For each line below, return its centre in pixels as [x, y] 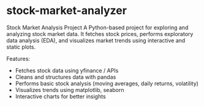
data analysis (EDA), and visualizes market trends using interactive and [96, 40]
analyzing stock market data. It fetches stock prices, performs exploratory [100, 34]
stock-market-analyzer [67, 11]
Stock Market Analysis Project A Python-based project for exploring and [97, 27]
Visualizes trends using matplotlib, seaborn [70, 90]
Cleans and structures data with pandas [66, 77]
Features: [18, 58]
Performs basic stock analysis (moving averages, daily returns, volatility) [107, 83]
